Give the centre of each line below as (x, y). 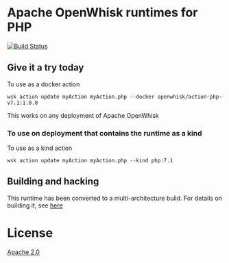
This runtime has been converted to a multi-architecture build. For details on (115, 198)
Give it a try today (46, 67)
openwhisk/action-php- (190, 97)
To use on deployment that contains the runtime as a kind (105, 133)
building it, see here (35, 205)
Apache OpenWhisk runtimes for (103, 13)
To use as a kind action (40, 148)
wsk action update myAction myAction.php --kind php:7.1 (90, 161)
